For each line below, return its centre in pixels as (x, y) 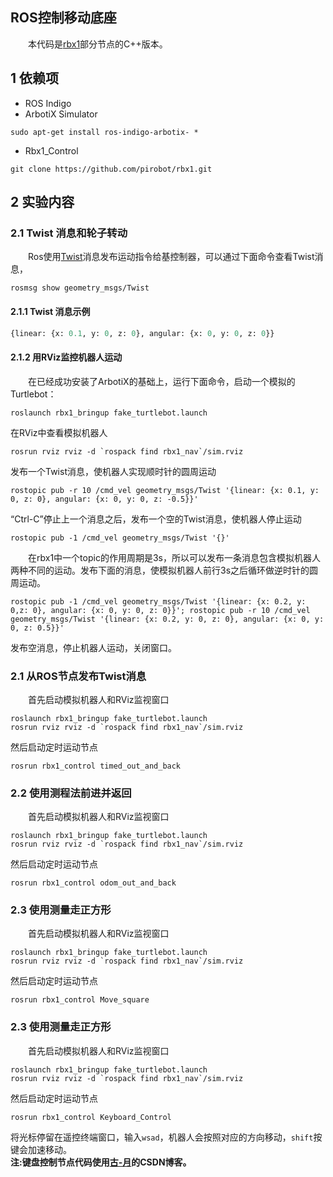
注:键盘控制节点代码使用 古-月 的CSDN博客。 (101, 1162)
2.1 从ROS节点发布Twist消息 (78, 676)
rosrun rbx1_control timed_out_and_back (96, 766)
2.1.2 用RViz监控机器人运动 (66, 357)
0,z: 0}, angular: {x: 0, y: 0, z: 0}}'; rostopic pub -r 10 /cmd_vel (160, 610)
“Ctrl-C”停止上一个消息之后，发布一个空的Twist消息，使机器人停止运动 (156, 519)
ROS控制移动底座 (63, 18)
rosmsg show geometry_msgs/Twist (80, 288)
